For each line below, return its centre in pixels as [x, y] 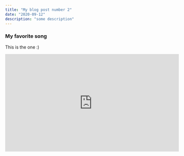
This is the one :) [22, 47]
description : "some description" [40, 19]
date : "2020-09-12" [25, 14]
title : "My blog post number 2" [38, 10]
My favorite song [26, 36]
